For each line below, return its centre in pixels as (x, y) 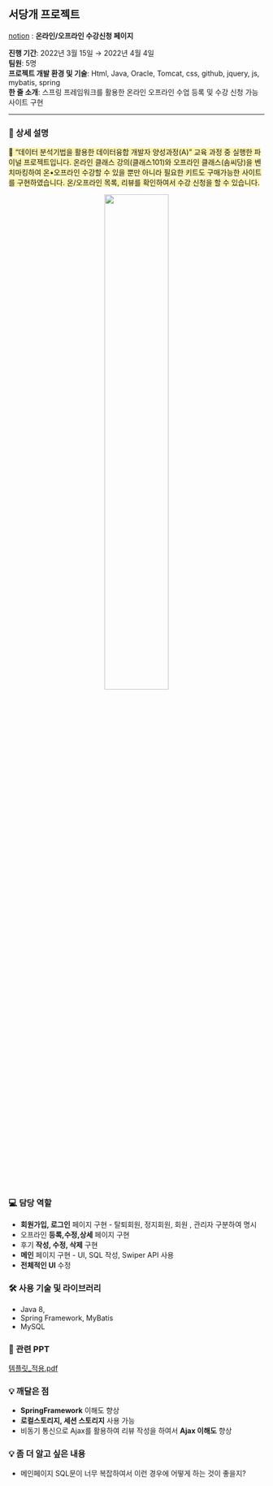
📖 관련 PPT (29, 1349)
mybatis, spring (35, 82)
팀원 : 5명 (22, 63)
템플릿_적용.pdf (33, 1368)
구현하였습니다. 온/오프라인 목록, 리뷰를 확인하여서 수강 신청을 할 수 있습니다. (138, 183)
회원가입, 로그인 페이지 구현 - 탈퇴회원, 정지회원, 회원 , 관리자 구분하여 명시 (139, 1224)
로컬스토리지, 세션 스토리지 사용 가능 (78, 1421)
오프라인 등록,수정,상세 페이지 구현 (75, 1235)
